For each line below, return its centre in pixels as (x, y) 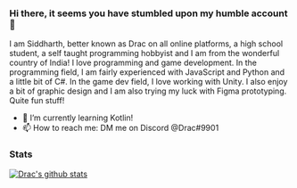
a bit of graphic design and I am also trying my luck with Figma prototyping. (148, 91)
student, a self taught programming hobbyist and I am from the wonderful (144, 53)
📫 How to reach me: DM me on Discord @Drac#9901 (120, 128)
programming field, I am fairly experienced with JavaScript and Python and (147, 72)
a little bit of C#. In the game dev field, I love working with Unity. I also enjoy (148, 82)
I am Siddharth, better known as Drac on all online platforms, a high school (146, 44)
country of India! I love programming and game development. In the (133, 63)
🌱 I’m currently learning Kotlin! (78, 118)
